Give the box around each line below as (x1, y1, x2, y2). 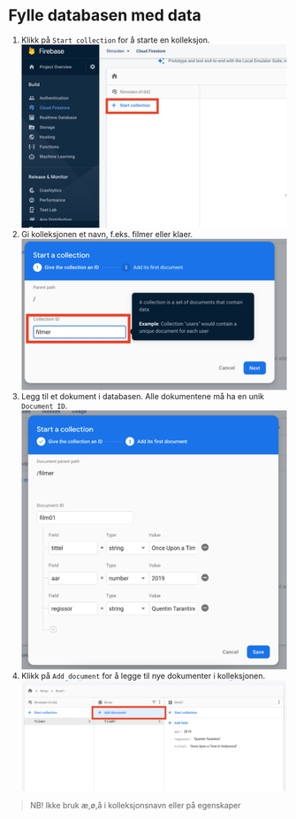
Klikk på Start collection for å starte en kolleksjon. (20, 35, 210, 45)
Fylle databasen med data (8, 5, 202, 26)
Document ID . (20, 400, 68, 411)
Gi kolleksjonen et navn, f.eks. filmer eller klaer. (20, 229, 194, 239)
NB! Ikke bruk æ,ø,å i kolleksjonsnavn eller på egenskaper (29, 800, 241, 810)
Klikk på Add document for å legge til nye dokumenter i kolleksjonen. (20, 670, 266, 681)
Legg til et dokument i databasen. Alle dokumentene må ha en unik (20, 390, 265, 401)
